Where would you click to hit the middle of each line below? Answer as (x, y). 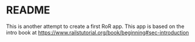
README (28, 10)
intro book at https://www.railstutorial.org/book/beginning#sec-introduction (97, 32)
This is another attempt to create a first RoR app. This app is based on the (95, 26)
